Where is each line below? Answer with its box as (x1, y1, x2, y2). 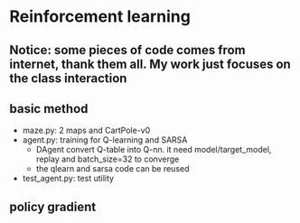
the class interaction (9, 70, 127, 86)
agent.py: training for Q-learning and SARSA (22, 135, 188, 145)
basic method (9, 101, 89, 116)
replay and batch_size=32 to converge (35, 153, 180, 164)
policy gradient (9, 199, 97, 214)
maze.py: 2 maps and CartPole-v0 (22, 125, 151, 136)
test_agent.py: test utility (22, 173, 115, 184)
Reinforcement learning (9, 6, 192, 27)
